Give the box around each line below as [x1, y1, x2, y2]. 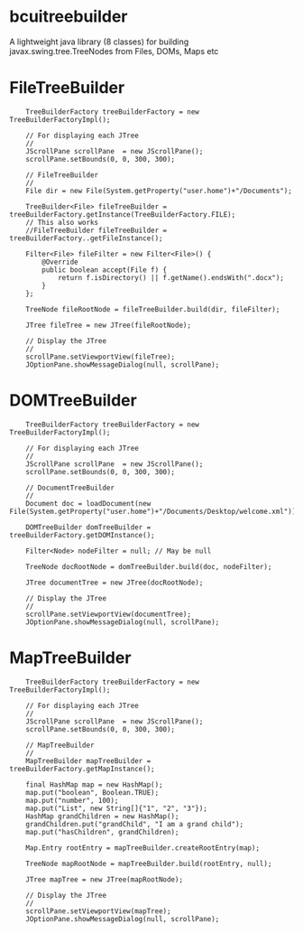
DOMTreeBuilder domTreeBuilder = [25, 522, 151, 532]
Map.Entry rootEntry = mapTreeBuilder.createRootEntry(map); [25, 843, 260, 853]
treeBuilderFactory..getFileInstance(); [9, 233, 164, 243]
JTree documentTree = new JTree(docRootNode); [25, 578, 204, 587]
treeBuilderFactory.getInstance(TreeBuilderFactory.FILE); [9, 210, 236, 219]
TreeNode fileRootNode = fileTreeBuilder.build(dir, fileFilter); [25, 304, 280, 313]
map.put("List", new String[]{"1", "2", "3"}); [25, 804, 207, 813]
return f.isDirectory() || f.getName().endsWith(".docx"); [57, 273, 284, 282]
